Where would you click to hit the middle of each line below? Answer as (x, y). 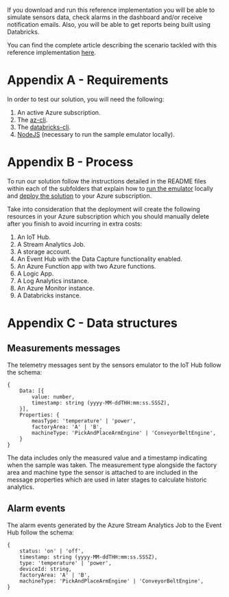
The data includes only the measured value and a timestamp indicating (107, 458)
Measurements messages (64, 349)
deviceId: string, (46, 569)
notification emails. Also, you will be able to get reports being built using (109, 24)
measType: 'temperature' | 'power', (84, 421)
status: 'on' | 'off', (52, 551)
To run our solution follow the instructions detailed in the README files (107, 181)
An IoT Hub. (34, 237)
